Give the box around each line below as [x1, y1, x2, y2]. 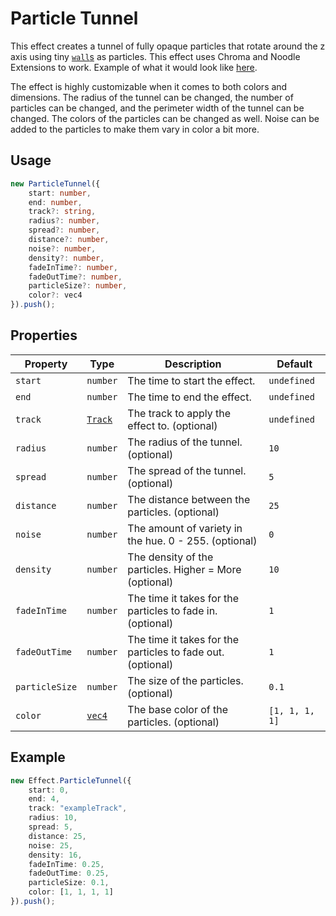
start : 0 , [28, 785, 70, 795]
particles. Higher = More [127, 562, 242, 576]
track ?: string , [28, 207, 97, 217]
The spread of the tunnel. [127, 463, 247, 477]
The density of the [127, 550, 214, 564]
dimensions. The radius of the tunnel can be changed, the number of [10, 91, 294, 103]
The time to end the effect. [127, 390, 252, 404]
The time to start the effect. [127, 373, 256, 387]
